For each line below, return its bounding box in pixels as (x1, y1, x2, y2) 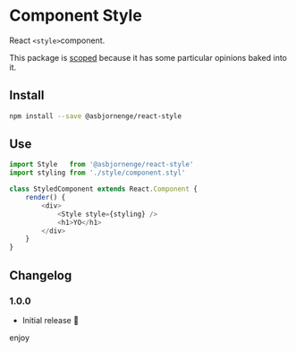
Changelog (9, 268, 72, 283)
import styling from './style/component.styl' (9, 168, 186, 177)
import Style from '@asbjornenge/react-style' (9, 160, 194, 169)
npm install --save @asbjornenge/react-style (9, 111, 182, 121)
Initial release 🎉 (21, 314, 79, 325)
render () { (25, 193, 66, 202)
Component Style (9, 5, 143, 26)
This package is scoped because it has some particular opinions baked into (9, 52, 288, 63)
